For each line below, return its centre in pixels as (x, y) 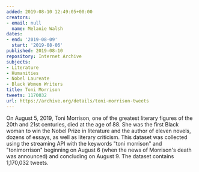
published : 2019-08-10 (35, 51)
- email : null (24, 23)
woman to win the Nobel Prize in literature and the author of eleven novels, (99, 131)
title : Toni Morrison (33, 90)
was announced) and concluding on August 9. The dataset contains (90, 156)
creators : (19, 17)
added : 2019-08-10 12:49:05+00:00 (50, 12)
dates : (14, 34)
